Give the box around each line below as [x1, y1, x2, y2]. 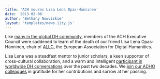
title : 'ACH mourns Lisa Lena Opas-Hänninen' [5, 7, 98, 12]
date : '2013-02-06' [5, 12, 44, 16]
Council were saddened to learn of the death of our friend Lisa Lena [5, 39, 140, 45]
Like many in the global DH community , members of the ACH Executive [5, 34, 146, 39]
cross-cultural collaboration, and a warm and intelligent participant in [5, 58, 143, 64]
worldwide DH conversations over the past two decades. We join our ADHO [5, 64, 156, 69]
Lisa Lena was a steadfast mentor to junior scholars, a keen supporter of [5, 53, 149, 59]
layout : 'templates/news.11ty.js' [5, 20, 75, 26]
